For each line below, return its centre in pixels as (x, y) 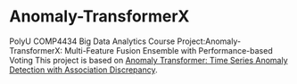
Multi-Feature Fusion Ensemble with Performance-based (169, 50)
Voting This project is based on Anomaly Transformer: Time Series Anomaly (148, 60)
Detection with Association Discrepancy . (83, 70)
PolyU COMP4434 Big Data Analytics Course (92, 41)
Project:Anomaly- (209, 41)
